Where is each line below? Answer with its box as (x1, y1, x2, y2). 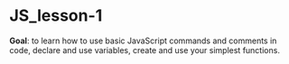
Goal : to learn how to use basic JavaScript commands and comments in (9, 35, 277, 46)
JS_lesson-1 (9, 5, 103, 26)
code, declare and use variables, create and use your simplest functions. (9, 44, 280, 55)
